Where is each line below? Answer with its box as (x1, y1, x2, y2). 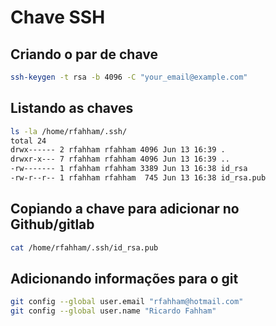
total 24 (10, 136, 47, 146)
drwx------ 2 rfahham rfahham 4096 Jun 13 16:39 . (10, 145, 226, 155)
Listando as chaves (10, 100, 134, 117)
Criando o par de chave (10, 46, 158, 63)
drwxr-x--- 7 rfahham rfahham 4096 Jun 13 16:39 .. (10, 154, 230, 165)
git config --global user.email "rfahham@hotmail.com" (10, 297, 244, 307)
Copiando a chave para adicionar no (10, 201, 240, 218)
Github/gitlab (10, 216, 95, 233)
